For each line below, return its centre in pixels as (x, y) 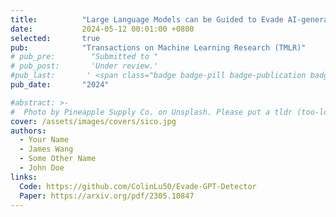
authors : (28, 131)
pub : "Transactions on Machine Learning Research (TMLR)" (158, 47)
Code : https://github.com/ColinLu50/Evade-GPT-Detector (138, 186)
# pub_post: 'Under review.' (84, 66)
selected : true (55, 38)
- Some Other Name (58, 159)
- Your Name (44, 140)
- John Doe (42, 168)
